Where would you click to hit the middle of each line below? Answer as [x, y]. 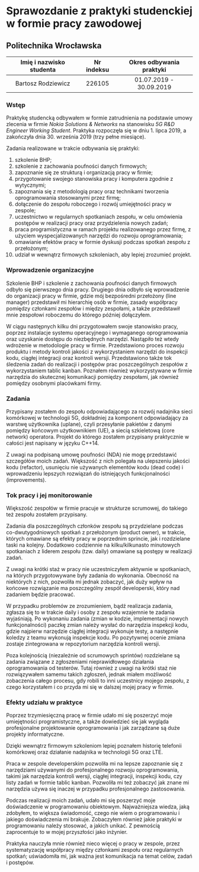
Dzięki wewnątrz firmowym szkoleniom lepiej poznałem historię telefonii [94, 746]
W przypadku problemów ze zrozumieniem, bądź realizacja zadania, [89, 606]
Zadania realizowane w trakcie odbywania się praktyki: [73, 148]
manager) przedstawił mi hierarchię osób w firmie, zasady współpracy [92, 302]
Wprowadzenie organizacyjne [50, 270]
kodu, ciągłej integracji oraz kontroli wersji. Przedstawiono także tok [89, 357]
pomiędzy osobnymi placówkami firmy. [54, 383]
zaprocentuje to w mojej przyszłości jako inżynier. [67, 832]
